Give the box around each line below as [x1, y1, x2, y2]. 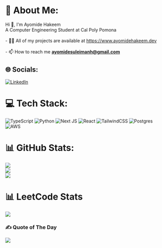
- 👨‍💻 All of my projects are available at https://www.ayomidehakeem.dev [5, 38, 157, 44]
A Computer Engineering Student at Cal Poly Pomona [5, 26, 117, 33]
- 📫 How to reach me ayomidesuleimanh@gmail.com [5, 48, 120, 55]
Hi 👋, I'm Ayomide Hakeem [5, 21, 61, 27]
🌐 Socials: [5, 66, 39, 74]
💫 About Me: [5, 5, 59, 16]
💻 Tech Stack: [5, 98, 68, 109]
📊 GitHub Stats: [5, 142, 75, 153]
